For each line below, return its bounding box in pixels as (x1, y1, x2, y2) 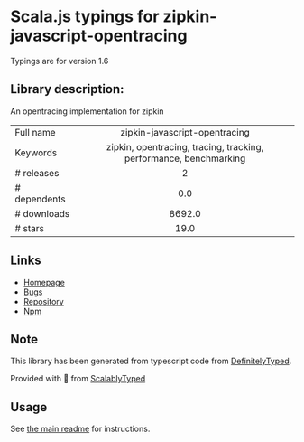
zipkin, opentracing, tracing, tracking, (106, 140, 264, 153)
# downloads (14, 207, 70, 220)
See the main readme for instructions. (10, 423, 151, 435)
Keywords (14, 146, 58, 159)
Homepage (23, 277, 66, 287)
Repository (23, 296, 64, 306)
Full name (14, 126, 57, 138)
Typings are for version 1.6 (10, 55, 109, 66)
